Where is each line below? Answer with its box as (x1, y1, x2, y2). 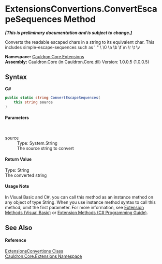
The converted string (5, 172, 47, 178)
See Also (5, 224, 32, 232)
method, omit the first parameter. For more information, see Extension (5, 204, 144, 210)
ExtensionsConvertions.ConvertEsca (5, 3, 158, 15)
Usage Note (5, 183, 29, 189)
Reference (5, 237, 27, 243)
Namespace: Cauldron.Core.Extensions (5, 53, 85, 59)
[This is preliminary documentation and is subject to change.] (5, 30, 132, 35)
